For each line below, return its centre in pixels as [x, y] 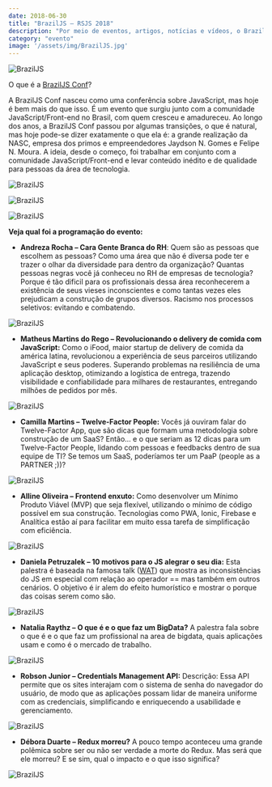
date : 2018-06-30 [38, 16]
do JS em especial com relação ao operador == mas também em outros [140, 579]
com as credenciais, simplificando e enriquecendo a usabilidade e [130, 702]
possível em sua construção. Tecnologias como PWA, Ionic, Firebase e [138, 514]
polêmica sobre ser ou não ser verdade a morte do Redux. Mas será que [141, 751]
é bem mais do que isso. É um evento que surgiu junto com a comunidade [132, 109]
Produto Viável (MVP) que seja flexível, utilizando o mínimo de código [136, 505]
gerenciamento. [46, 711]
